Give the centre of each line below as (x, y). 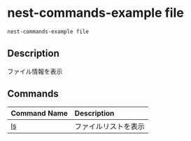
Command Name (40, 114)
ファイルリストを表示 (110, 126)
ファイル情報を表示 (35, 71)
